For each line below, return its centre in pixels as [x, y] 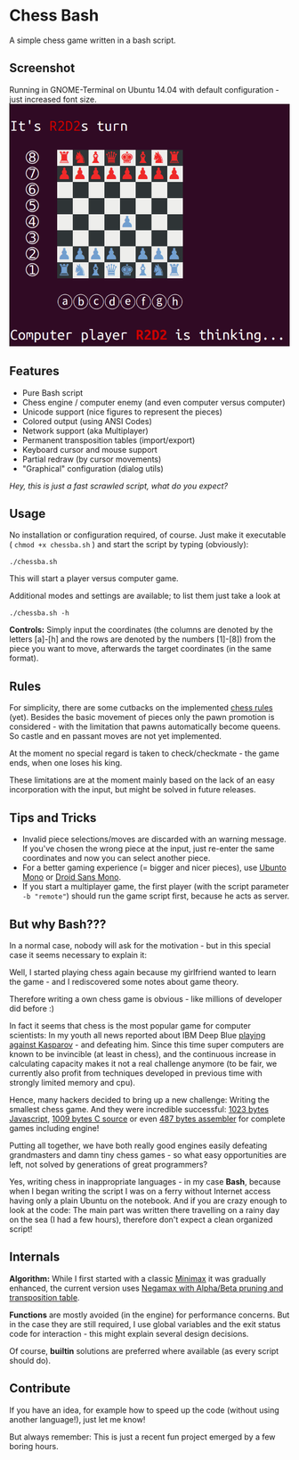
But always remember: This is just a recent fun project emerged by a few [142, 1437]
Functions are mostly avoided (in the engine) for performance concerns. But [149, 1315]
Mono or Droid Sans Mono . [72, 877]
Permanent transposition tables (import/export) [109, 440]
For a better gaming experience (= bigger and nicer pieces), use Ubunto [154, 868]
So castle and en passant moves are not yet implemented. [116, 736]
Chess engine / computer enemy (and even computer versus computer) [154, 402]
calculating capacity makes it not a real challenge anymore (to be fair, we [143, 1063]
